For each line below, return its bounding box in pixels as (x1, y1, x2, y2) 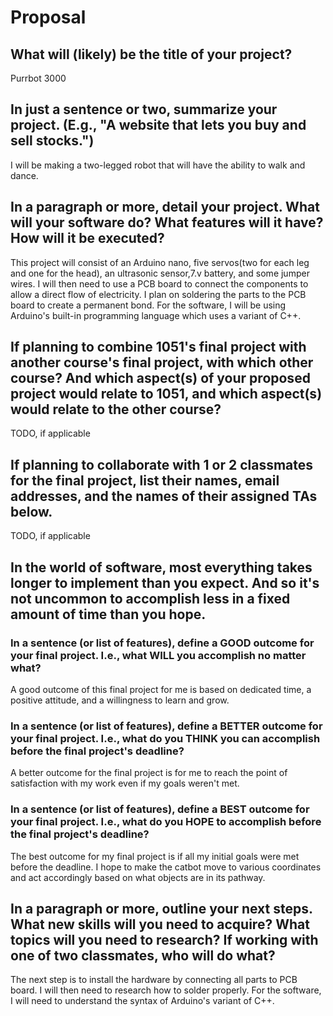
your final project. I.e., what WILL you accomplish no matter (10, 648, 307, 662)
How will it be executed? (10, 230, 165, 247)
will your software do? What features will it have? (10, 214, 324, 231)
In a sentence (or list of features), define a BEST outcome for (10, 802, 310, 816)
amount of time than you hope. (10, 606, 207, 623)
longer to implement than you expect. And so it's (10, 574, 320, 591)
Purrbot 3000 (10, 72, 67, 84)
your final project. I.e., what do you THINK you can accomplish (10, 731, 321, 745)
